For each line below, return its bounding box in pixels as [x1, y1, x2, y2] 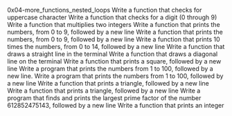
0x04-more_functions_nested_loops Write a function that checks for [7, 6, 202, 14]
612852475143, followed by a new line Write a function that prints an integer [7, 101, 224, 109]
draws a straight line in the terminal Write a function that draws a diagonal [7, 50, 218, 58]
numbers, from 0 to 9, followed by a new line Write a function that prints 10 [7, 35, 220, 43]
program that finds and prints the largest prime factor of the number [7, 94, 202, 102]
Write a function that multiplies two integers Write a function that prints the [7, 21, 220, 28]
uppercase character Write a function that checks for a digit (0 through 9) [7, 13, 217, 21]
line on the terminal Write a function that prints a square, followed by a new [7, 57, 222, 65]
